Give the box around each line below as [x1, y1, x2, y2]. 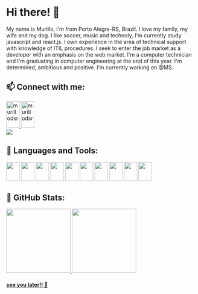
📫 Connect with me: [6, 82, 85, 92]
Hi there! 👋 [6, 5, 60, 19]
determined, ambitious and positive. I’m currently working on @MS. [6, 63, 174, 71]
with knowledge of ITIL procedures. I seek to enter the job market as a [6, 45, 181, 52]
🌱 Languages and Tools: [6, 146, 98, 156]
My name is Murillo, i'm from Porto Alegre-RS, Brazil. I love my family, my [6, 25, 188, 33]
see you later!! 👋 [6, 281, 48, 288]
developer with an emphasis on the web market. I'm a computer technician [6, 51, 192, 58]
